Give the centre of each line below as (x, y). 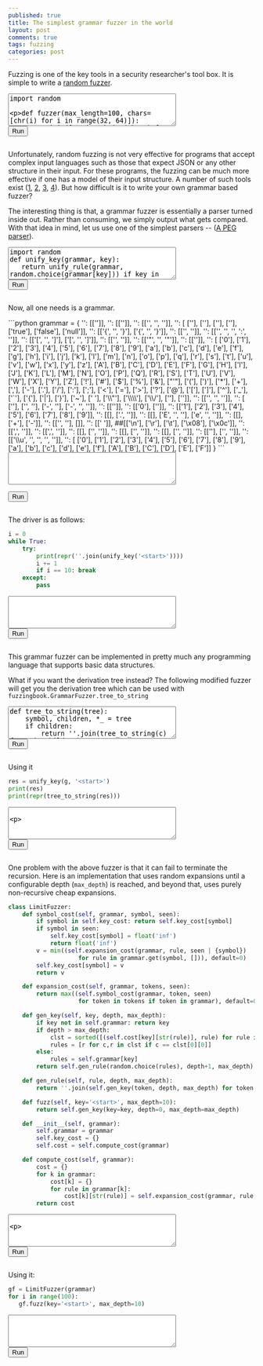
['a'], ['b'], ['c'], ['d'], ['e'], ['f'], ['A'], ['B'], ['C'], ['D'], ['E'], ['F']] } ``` (117, 448)
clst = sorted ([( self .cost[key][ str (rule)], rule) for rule (150, 1037)
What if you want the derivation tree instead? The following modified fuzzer (130, 680)
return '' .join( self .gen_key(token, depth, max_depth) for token (145, 1088)
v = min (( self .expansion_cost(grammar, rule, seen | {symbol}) (141, 951)
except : (34, 578)
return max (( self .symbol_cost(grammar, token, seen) (124, 994)
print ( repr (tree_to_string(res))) (65, 796)
